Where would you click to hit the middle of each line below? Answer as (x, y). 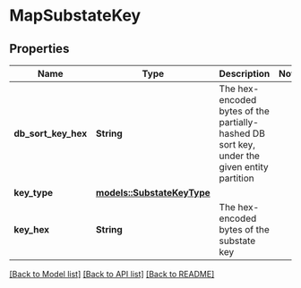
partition (237, 178)
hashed (235, 133)
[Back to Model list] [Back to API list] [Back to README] (112, 274)
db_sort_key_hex (51, 133)
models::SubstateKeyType (153, 193)
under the (239, 156)
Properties (39, 49)
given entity (244, 167)
